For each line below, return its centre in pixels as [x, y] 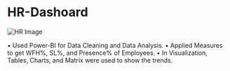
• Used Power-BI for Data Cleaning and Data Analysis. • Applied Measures [115, 45]
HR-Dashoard [48, 12]
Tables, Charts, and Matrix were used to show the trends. [90, 60]
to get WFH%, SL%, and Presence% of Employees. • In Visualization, [108, 53]
